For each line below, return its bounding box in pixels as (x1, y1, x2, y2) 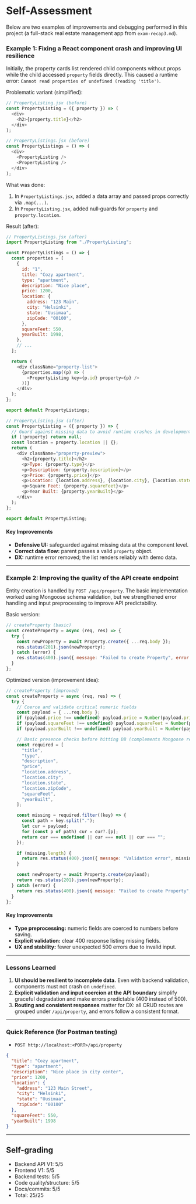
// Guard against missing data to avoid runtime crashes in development (11, 429, 192, 435)
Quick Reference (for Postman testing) (6, 1028, 118, 1036)
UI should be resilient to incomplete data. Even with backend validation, (14, 977, 190, 984)
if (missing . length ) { (16, 850, 72, 856)
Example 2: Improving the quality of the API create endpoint (6, 574, 179, 582)
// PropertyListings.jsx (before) (6, 138, 90, 144)
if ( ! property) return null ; (11, 434, 82, 440)
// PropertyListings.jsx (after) (6, 234, 87, 240)
